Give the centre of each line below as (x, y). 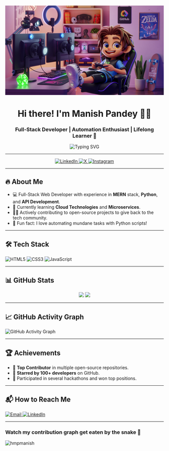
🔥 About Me (24, 182)
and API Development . (36, 201)
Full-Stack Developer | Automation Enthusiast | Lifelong (84, 129)
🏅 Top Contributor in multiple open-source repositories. (70, 368)
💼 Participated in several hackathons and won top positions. (74, 378)
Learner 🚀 (84, 136)
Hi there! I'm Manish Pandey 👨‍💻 (84, 114)
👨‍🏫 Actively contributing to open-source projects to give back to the (83, 212)
